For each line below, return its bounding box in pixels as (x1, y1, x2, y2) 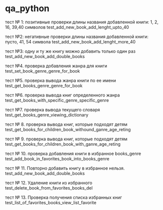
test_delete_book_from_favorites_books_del (5, 185, 93, 191)
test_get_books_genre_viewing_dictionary (5, 112, 89, 117)
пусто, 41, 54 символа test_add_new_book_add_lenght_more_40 (5, 38, 136, 44)
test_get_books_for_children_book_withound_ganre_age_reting (5, 126, 131, 132)
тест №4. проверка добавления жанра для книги (5, 63, 107, 69)
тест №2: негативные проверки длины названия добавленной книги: (5, 34, 149, 39)
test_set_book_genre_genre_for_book (5, 68, 80, 74)
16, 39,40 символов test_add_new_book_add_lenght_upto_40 (5, 24, 129, 30)
